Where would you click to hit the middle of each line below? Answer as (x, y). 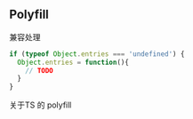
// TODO (39, 70)
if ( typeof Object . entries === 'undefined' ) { (97, 54)
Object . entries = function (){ (73, 62)
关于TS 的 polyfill (40, 105)
